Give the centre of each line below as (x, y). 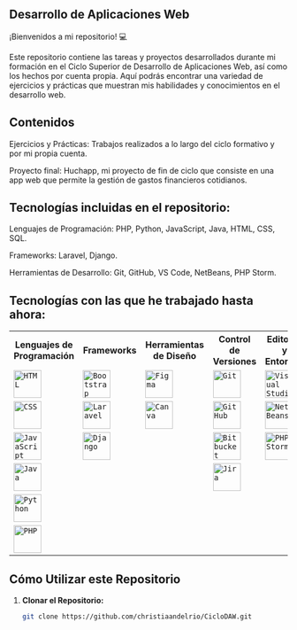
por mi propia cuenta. (48, 153)
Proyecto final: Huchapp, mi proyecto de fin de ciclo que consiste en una (141, 170)
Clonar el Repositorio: (63, 601)
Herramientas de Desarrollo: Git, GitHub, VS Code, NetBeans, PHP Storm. (143, 273)
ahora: (27, 314)
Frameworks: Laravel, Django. (63, 255)
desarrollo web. (38, 94)
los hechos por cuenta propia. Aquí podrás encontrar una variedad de (136, 75)
